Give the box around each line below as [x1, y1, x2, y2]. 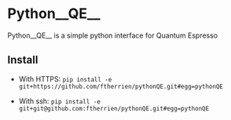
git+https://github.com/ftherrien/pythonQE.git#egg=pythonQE [18, 82, 224, 90]
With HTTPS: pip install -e [18, 74, 112, 83]
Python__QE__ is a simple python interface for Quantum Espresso [7, 31, 218, 40]
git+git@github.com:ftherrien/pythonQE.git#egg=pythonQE [18, 104, 210, 112]
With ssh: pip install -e [18, 96, 101, 106]
